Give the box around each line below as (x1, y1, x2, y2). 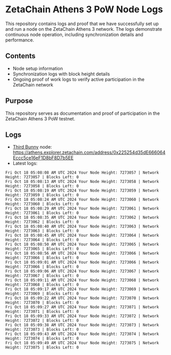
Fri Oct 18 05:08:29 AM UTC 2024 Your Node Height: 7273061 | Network (5, 206, 159, 211)
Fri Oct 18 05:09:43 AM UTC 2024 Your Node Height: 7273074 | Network (5, 331, 159, 337)
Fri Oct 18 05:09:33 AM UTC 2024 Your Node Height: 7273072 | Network (5, 314, 159, 319)
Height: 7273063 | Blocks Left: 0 (5, 228, 79, 234)
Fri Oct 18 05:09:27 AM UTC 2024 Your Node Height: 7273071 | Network (5, 305, 159, 310)
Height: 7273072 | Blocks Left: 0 (5, 318, 79, 323)
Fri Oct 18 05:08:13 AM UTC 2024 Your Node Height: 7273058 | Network (5, 179, 159, 184)
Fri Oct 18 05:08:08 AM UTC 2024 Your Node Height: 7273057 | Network (5, 170, 159, 175)
